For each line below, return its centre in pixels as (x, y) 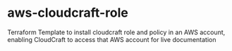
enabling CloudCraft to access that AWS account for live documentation (112, 39)
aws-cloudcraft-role (68, 13)
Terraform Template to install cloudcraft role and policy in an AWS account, (116, 32)
